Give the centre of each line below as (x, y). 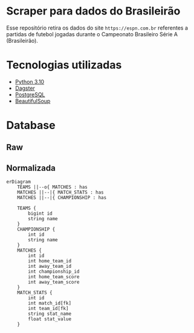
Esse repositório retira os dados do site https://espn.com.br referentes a (97, 28)
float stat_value (50, 319)
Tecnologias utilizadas (64, 65)
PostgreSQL (30, 94)
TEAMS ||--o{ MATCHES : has (52, 187)
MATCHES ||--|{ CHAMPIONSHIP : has (62, 198)
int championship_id (54, 272)
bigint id (40, 214)
